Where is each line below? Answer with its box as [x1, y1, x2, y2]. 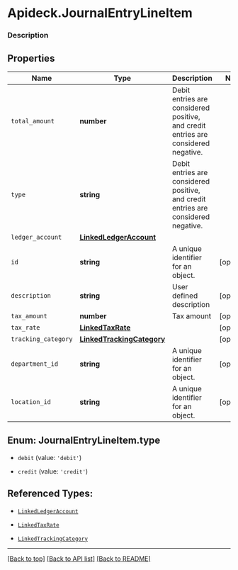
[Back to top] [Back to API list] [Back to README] [7, 554, 151, 563]
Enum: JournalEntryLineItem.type [7, 435, 161, 447]
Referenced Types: [7, 488, 93, 500]
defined [172, 291, 198, 301]
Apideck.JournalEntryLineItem [7, 5, 193, 21]
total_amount [11, 117, 55, 125]
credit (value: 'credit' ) [17, 466, 89, 476]
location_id [11, 398, 52, 406]
